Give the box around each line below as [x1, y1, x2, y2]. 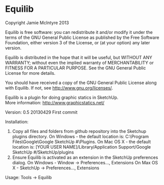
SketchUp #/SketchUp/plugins [12, 149, 74, 155]
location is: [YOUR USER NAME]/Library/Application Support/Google [12, 144, 151, 150]
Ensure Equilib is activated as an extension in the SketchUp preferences [12, 154, 159, 160]
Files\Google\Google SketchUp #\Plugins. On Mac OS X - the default [12, 139, 151, 145]
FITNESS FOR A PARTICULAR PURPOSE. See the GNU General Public [5, 65, 146, 71]
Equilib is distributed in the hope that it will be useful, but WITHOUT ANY [5, 54, 153, 60]
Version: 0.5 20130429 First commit [5, 109, 78, 115]
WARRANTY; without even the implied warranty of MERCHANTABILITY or [5, 60, 154, 65]
